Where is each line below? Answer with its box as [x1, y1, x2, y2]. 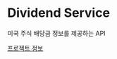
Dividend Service [7, 5, 111, 21]
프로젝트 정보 [7, 44, 44, 52]
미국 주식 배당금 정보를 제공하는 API [7, 29, 106, 37]
